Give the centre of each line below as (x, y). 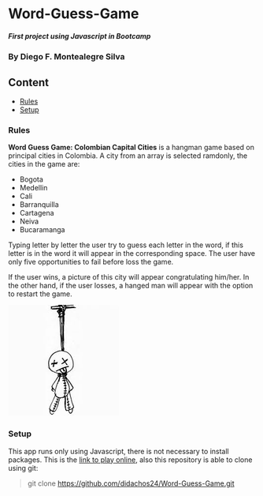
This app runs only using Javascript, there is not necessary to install (119, 451)
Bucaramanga (42, 230)
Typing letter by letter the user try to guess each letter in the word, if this (126, 245)
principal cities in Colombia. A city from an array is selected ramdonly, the (128, 156)
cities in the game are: (44, 164)
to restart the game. (40, 294)
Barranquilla (39, 205)
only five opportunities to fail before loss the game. (91, 262)
